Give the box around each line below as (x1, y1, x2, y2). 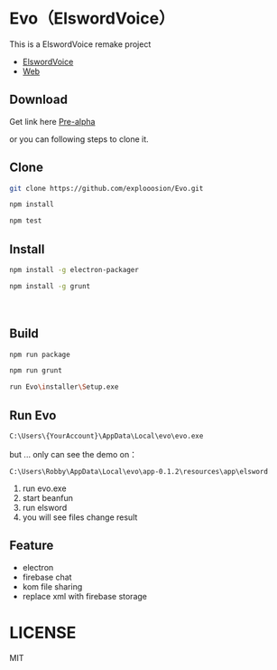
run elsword (22, 502, 68, 513)
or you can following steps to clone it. (9, 133, 149, 145)
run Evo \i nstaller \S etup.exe (9, 382, 119, 392)
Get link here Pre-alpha (9, 116, 96, 127)
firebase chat (22, 571, 72, 582)
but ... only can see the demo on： (9, 448, 138, 459)
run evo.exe (22, 483, 67, 494)
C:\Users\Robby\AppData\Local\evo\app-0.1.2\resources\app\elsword (9, 467, 269, 476)
